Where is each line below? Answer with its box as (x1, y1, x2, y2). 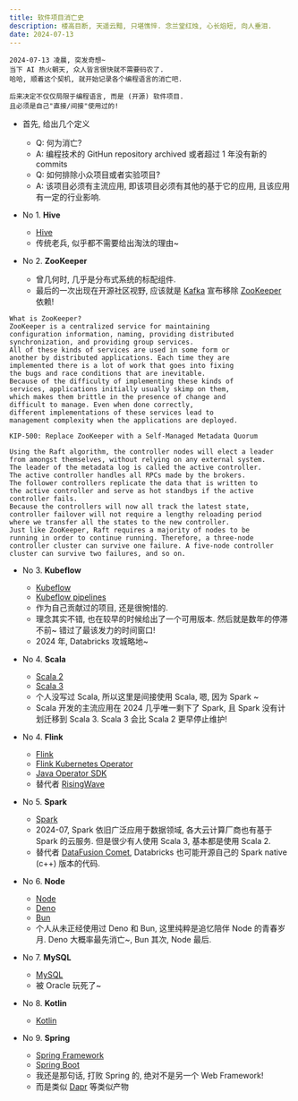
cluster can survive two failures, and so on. (9, 550, 186, 559)
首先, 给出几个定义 (21, 118, 90, 130)
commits (35, 158, 68, 170)
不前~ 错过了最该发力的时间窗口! (35, 625, 156, 636)
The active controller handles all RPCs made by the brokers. (9, 471, 246, 480)
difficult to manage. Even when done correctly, (9, 400, 194, 410)
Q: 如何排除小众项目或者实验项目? (35, 169, 161, 180)
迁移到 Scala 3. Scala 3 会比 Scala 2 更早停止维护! (43, 713, 228, 725)
